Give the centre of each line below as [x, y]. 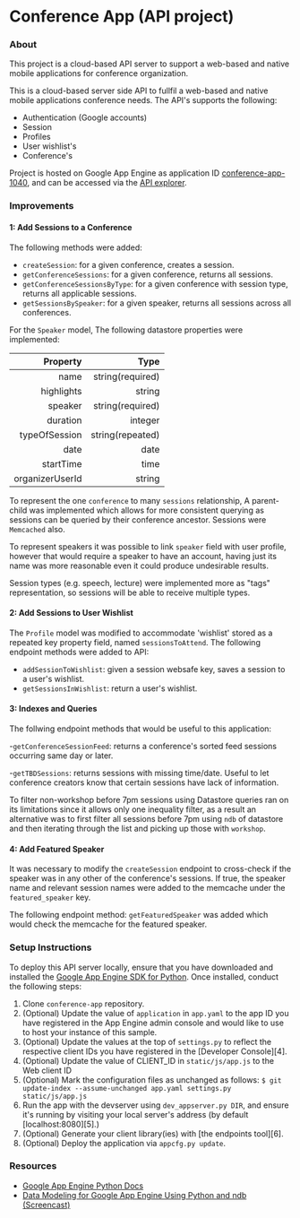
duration [64, 420]
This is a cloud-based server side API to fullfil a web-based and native [139, 91]
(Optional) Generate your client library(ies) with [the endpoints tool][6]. [153, 1133]
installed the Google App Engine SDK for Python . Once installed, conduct [144, 976]
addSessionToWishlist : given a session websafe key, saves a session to [154, 669]
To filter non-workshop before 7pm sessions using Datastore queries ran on [149, 800]
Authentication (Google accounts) [85, 117]
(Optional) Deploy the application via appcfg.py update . [124, 1143]
